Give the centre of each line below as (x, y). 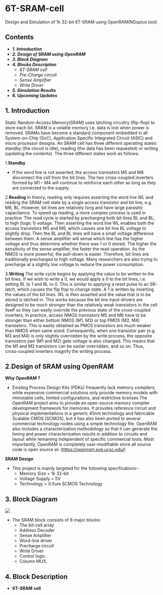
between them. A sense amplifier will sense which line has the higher (74, 238)
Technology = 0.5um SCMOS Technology (61, 484)
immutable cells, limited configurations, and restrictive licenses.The (80, 398)
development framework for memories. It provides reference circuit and (84, 408)
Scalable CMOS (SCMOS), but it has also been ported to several (76, 419)
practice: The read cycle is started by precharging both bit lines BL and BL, (80, 218)
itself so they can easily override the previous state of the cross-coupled (78, 310)
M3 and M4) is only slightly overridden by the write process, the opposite (79, 335)
